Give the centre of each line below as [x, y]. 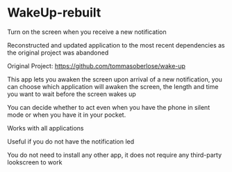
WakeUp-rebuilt [54, 13]
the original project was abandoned [58, 52]
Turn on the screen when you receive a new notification [87, 32]
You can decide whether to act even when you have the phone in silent [109, 107]
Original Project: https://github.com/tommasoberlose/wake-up [97, 66]
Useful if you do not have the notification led [71, 141]
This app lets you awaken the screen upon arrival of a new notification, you [115, 79]
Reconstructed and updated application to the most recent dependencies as [116, 45]
